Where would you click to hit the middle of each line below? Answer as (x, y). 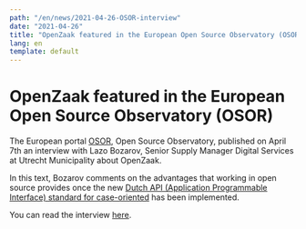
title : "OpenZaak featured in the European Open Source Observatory (142, 35)
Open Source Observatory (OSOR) (142, 116)
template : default (44, 52)
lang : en (26, 43)
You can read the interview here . (71, 215)
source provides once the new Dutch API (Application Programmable (138, 188)
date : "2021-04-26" (46, 26)
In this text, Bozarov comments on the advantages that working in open (143, 178)
